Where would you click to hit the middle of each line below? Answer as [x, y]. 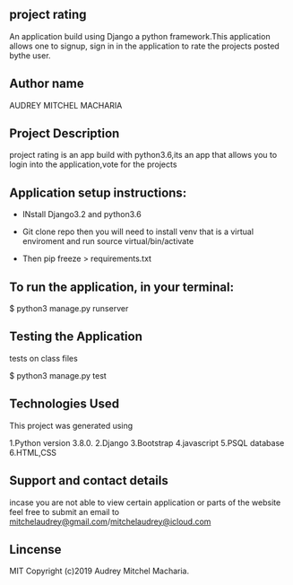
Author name [47, 84]
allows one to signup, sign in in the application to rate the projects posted [144, 46]
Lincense [35, 550]
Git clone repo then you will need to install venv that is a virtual [138, 231]
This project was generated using [71, 425]
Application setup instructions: [98, 192]
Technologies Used [64, 404]
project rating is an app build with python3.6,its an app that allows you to [143, 155]
